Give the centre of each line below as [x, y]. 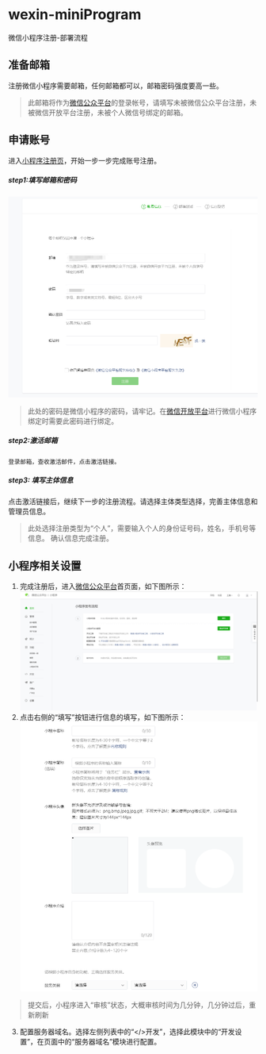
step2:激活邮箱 [33, 440]
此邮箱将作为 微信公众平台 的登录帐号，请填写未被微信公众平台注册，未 [142, 102]
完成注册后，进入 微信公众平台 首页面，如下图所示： [103, 587]
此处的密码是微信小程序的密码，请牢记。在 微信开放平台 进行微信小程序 [142, 411]
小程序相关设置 [45, 565]
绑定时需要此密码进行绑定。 [73, 421]
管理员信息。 [29, 512]
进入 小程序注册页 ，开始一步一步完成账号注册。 [84, 160]
